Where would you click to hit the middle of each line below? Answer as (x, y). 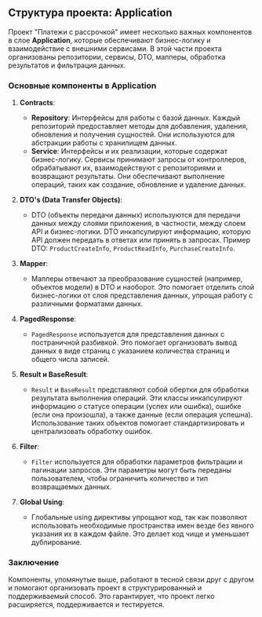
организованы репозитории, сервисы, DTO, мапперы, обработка (117, 57)
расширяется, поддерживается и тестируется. (86, 604)
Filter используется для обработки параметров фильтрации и (137, 462)
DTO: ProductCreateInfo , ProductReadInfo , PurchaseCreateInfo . (133, 248)
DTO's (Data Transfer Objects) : (71, 200)
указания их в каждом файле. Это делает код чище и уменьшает (140, 534)
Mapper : (34, 264)
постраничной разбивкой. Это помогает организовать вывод (134, 343)
